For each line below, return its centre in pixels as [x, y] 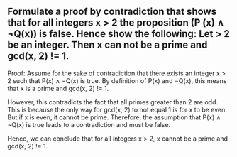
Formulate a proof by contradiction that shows [112, 12]
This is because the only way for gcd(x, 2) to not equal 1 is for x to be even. [117, 109]
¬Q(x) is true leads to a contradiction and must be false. [89, 124]
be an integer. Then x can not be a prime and [108, 45]
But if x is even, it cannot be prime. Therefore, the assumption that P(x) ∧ [114, 117]
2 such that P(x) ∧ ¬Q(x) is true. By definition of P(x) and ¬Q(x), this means [117, 80]
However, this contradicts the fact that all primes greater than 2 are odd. [113, 102]
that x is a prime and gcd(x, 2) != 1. [58, 88]
